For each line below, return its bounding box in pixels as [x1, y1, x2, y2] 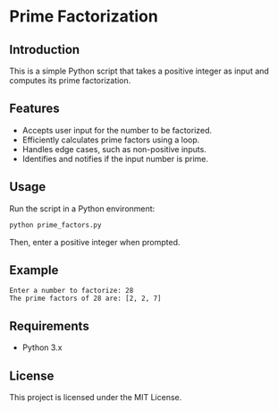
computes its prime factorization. [9, 75, 131, 86]
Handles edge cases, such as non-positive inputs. [21, 143, 207, 154]
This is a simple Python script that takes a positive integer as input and [9, 65, 270, 76]
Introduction [9, 42, 80, 57]
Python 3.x [21, 342, 63, 353]
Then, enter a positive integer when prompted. [9, 236, 181, 247]
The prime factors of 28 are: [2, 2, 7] [9, 294, 163, 304]
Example [9, 262, 59, 278]
